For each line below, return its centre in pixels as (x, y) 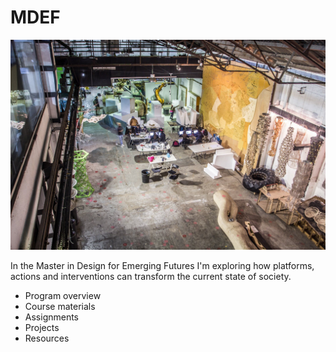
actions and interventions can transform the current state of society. (151, 276)
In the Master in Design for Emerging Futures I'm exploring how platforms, (162, 265)
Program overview (63, 295)
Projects (42, 327)
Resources (47, 338)
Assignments (52, 317)
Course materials (60, 306)
